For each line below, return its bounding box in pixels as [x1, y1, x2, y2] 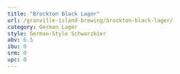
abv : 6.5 [7, 37, 33, 44]
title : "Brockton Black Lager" [7, 10, 100, 18]
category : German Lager [7, 23, 78, 30]
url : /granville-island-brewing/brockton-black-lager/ [7, 17, 174, 24]
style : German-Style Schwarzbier [7, 30, 107, 37]
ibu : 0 [7, 43, 27, 50]
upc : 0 [7, 56, 27, 63]
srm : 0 [7, 50, 27, 57]
